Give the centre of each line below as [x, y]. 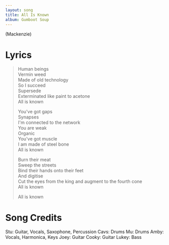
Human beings [33, 69]
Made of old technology [43, 80]
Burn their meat [34, 160]
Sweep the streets [37, 165]
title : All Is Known [27, 15]
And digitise [30, 176]
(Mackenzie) [18, 34]
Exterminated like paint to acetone [54, 96]
